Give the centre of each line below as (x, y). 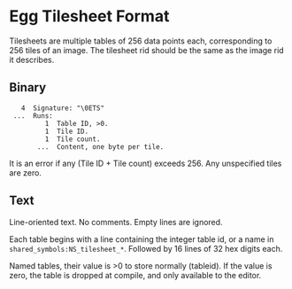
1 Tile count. (73, 139)
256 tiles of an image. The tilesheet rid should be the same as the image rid (147, 50)
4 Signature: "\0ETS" (62, 108)
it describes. (32, 59)
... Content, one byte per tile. (100, 147)
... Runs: (33, 116)
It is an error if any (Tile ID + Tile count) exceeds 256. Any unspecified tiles (146, 163)
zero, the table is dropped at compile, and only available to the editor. (135, 275)
